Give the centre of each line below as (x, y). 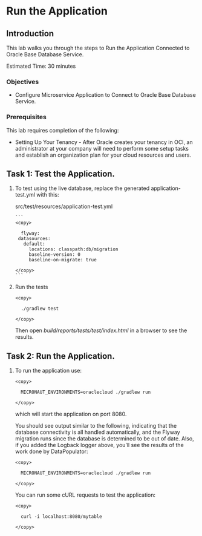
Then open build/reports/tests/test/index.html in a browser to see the (101, 330)
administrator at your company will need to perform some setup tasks (102, 148)
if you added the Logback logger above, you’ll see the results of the (99, 445)
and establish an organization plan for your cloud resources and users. (103, 155)
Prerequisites (26, 117)
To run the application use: (48, 371)
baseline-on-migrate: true (63, 260)
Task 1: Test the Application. (60, 174)
